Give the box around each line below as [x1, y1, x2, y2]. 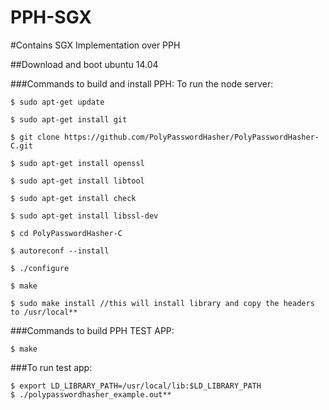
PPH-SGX [10, 6, 92, 29]
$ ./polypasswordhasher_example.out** [10, 389, 172, 400]
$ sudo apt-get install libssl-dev [10, 211, 159, 221]
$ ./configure [10, 263, 70, 273]
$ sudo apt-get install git [10, 114, 128, 125]
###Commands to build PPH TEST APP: [10, 324, 175, 336]
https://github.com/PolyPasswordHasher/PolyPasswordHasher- [63, 132, 320, 142]
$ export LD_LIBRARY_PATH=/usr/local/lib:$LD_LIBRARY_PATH [10, 381, 262, 391]
